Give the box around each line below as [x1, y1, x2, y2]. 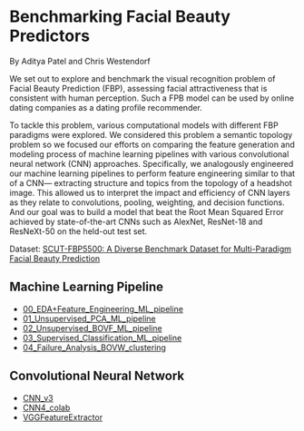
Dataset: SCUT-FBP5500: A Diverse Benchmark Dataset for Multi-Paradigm [9, 243, 292, 254]
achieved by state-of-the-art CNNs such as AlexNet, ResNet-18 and [9, 216, 263, 227]
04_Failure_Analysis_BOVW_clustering [22, 342, 166, 353]
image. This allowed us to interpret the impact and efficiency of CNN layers [9, 187, 290, 198]
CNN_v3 [22, 392, 54, 403]
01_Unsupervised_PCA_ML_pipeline [22, 313, 156, 324]
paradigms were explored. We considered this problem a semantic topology [9, 129, 293, 140]
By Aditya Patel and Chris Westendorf [9, 55, 152, 66]
